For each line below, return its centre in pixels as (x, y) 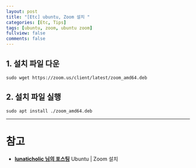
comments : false (26, 39)
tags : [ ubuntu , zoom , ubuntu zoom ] (49, 28)
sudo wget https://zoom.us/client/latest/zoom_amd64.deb (77, 78)
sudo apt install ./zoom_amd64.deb (49, 111)
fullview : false (26, 33)
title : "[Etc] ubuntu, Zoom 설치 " (48, 17)
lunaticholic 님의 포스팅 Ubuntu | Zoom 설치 (66, 159)
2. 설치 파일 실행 (34, 97)
